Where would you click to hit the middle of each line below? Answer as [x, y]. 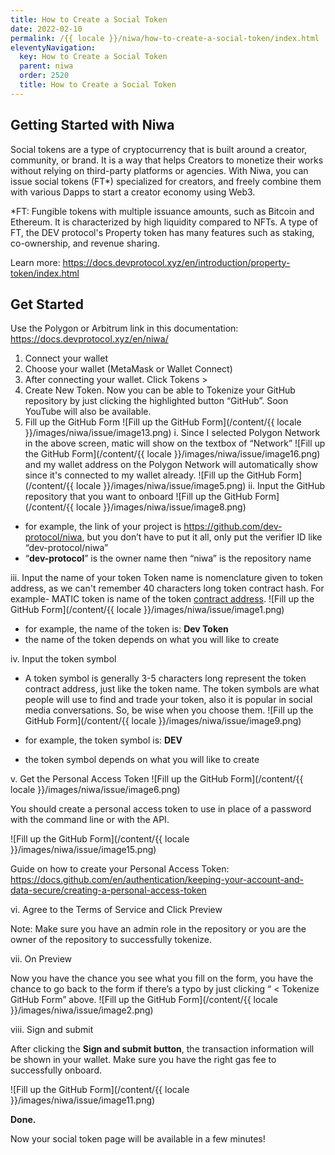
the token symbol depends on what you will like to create [142, 760]
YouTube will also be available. [88, 412]
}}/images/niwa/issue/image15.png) [83, 850]
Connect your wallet [66, 358]
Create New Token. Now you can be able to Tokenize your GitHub [160, 390]
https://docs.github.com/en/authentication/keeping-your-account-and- [157, 880]
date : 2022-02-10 [46, 29]
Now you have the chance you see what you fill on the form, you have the [162, 978]
